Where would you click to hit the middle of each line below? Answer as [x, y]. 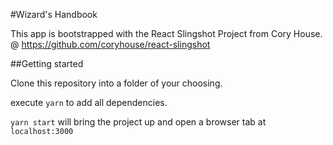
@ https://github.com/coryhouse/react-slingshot [110, 44]
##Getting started [47, 63]
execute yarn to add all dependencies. [89, 102]
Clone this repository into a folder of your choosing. [116, 83]
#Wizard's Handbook [54, 14]
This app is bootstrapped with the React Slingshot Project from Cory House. [166, 33]
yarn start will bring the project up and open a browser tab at [138, 122]
